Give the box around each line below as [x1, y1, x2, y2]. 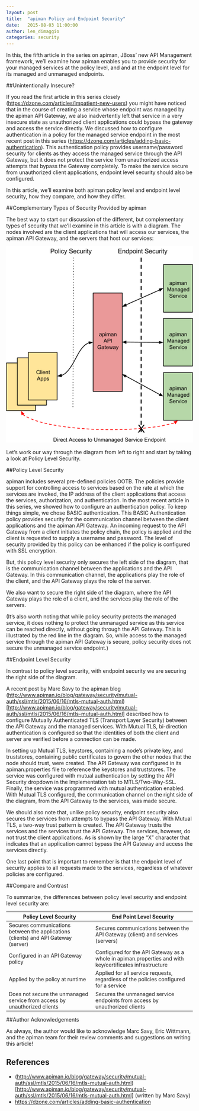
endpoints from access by [95, 997, 159, 1004]
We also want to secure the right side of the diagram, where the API [6, 589, 172, 596]
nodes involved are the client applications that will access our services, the [6, 229, 190, 236]
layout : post [6, 9, 38, 15]
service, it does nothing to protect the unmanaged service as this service [6, 619, 185, 627]
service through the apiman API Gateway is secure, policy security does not [6, 638, 191, 646]
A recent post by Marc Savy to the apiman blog [6, 685, 121, 692]
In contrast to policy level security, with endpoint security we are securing [6, 667, 187, 675]
